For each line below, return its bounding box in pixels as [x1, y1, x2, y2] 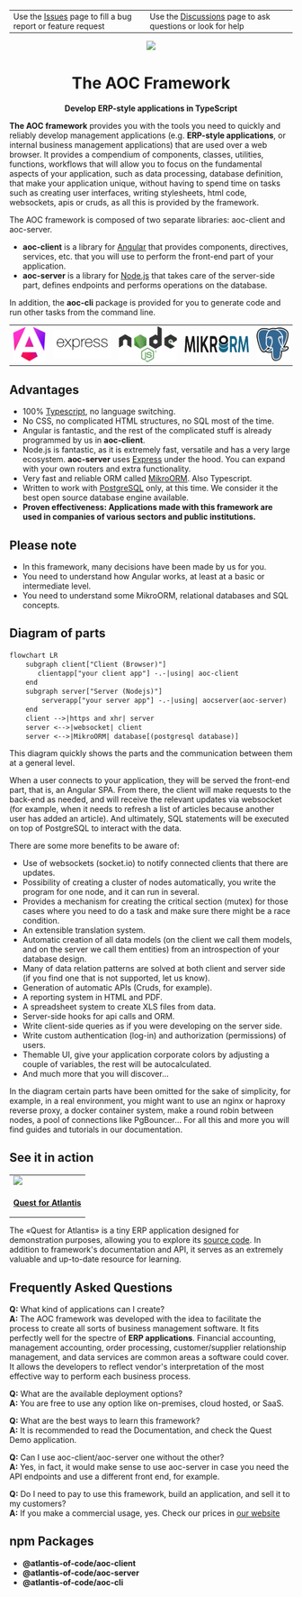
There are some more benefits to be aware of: [9, 840, 180, 851]
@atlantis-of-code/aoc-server [22, 1567, 139, 1578]
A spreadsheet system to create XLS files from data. [22, 1001, 217, 1012]
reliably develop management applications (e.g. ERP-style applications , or [9, 130, 286, 141]
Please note [9, 537, 77, 552]
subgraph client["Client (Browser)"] [25, 660, 167, 669]
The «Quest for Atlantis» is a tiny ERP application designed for [9, 1225, 240, 1236]
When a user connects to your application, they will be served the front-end [9, 774, 290, 785]
